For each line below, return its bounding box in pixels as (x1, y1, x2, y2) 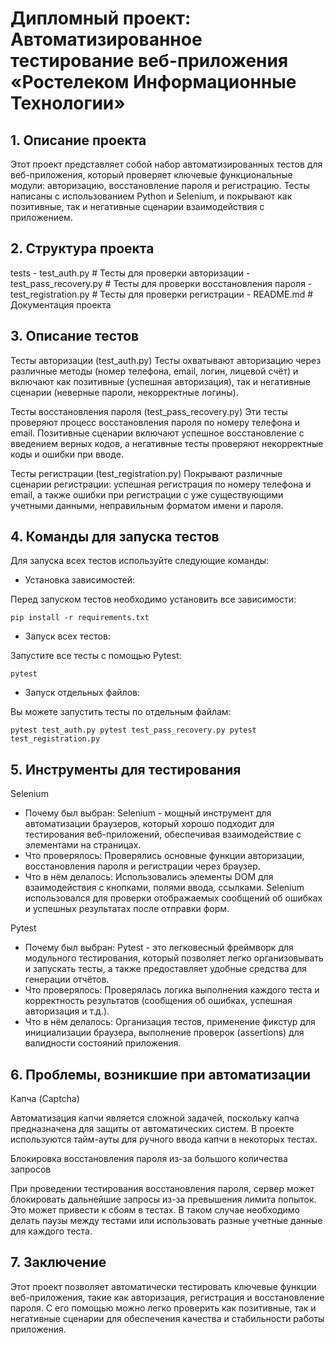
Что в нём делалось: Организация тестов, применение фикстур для (24, 1016, 316, 1028)
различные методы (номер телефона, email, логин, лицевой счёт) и (10, 365, 299, 377)
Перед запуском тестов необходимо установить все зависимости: (10, 593, 297, 606)
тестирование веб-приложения (10, 50, 289, 72)
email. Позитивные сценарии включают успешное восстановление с (10, 427, 305, 439)
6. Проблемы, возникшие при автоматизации (10, 1066, 312, 1083)
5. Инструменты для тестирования (10, 761, 242, 778)
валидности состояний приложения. (24, 1037, 182, 1049)
